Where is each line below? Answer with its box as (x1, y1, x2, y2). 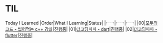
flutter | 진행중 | (5, 32, 33, 38)
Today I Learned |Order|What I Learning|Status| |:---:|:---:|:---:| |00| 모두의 (5, 20, 158, 26)
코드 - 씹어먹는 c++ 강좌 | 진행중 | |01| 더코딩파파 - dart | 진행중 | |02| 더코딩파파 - (5, 26, 157, 32)
